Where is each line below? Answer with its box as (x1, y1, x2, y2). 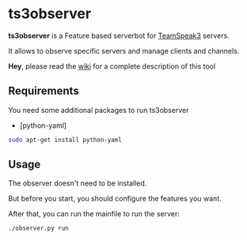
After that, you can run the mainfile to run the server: (8, 209, 180, 219)
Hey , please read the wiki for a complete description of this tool (8, 61, 216, 71)
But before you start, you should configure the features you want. (8, 194, 222, 204)
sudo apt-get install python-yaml (8, 136, 123, 144)
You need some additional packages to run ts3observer (8, 105, 189, 114)
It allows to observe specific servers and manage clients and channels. (8, 46, 240, 55)
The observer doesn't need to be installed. (8, 178, 147, 188)
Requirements (8, 84, 79, 98)
